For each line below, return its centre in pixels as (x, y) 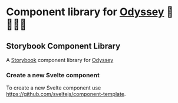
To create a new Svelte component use (54, 88)
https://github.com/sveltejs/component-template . (66, 94)
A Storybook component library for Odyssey (60, 60)
